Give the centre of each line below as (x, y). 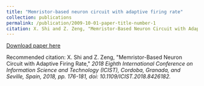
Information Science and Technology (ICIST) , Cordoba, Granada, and (93, 70)
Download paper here (33, 46)
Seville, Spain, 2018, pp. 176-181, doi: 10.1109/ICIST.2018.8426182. (89, 76)
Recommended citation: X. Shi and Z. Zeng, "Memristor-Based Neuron (94, 57)
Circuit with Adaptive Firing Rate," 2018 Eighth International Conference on (100, 64)
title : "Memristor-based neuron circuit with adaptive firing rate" (95, 12)
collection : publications (39, 17)
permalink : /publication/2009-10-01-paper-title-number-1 (81, 23)
